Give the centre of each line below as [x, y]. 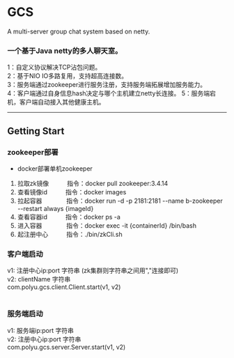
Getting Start [36, 131]
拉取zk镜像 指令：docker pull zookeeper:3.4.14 [93, 183]
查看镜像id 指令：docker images [72, 192]
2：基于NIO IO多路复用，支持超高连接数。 [67, 76]
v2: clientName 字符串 [39, 279]
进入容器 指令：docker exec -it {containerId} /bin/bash [107, 225]
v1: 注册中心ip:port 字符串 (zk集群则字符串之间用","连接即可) [93, 271]
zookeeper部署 [33, 152]
